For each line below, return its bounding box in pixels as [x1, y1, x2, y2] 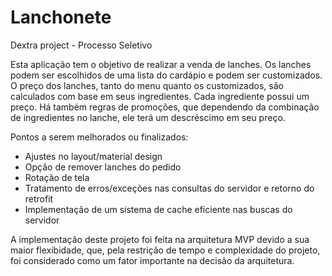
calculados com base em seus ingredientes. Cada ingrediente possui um [10, 90, 310, 102]
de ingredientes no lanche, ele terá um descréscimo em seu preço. [10, 111, 286, 123]
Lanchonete [10, 6, 112, 29]
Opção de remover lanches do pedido [24, 161, 182, 173]
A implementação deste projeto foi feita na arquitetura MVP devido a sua [10, 233, 310, 245]
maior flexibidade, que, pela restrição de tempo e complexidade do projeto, [10, 244, 321, 256]
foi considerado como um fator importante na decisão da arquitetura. [10, 254, 295, 266]
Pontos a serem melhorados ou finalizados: [10, 131, 189, 143]
